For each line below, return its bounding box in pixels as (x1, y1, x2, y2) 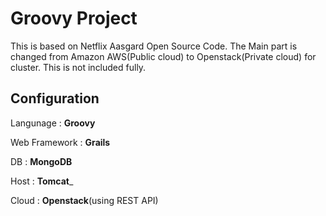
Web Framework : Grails (10, 136, 111, 148)
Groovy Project (10, 7, 138, 30)
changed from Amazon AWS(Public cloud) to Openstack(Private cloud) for (10, 50, 317, 62)
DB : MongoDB (10, 155, 73, 167)
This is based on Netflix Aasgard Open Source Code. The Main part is (10, 40, 298, 52)
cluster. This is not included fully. (10, 61, 147, 73)
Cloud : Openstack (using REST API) (10, 194, 159, 206)
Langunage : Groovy (10, 117, 96, 129)
